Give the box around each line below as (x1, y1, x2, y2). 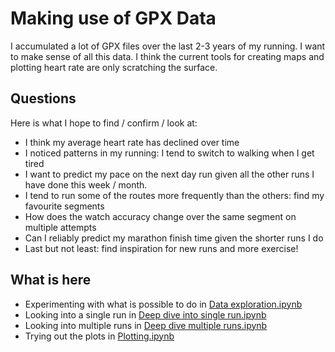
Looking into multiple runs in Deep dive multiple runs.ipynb (24, 319, 268, 331)
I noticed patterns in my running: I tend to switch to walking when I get (24, 147, 315, 159)
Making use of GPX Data (10, 7, 217, 30)
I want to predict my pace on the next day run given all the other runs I (24, 168, 315, 180)
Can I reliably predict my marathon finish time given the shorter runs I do (24, 232, 324, 244)
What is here (10, 272, 92, 289)
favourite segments (24, 200, 105, 212)
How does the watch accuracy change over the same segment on (24, 210, 297, 222)
